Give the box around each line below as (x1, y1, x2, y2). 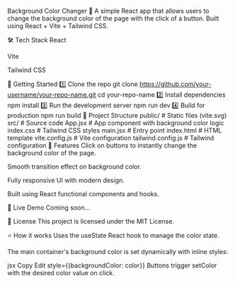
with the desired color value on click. (7, 269, 115, 277)
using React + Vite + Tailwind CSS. (7, 22, 108, 30)
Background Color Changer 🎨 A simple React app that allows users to (7, 7, 210, 15)
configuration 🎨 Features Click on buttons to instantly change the (7, 141, 197, 150)
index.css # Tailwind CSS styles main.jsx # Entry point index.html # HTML (7, 126, 222, 134)
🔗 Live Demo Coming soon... (7, 203, 91, 212)
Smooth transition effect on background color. (7, 162, 142, 171)
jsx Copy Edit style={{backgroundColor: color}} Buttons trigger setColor (7, 261, 217, 270)
